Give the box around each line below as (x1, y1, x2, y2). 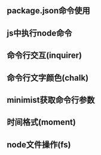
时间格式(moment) (7, 117, 76, 127)
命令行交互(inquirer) (7, 50, 82, 61)
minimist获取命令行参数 (7, 95, 95, 105)
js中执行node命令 (7, 28, 72, 38)
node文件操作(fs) (7, 139, 71, 150)
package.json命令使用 (7, 5, 90, 16)
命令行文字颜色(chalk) (7, 73, 89, 83)
